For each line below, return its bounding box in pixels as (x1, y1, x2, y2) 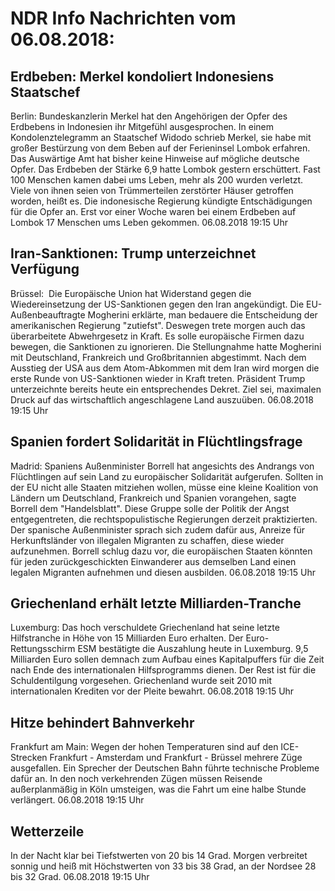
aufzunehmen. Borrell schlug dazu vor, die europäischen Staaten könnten (10, 545, 313, 557)
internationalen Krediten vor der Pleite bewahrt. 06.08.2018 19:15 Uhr (10, 685, 295, 697)
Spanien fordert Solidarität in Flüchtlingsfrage (10, 433, 303, 451)
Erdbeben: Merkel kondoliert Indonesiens (10, 68, 275, 85)
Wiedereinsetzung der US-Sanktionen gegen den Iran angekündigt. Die (10, 298, 305, 310)
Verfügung (10, 261, 80, 278)
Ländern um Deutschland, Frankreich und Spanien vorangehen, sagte (10, 492, 297, 504)
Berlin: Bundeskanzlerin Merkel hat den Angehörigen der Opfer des (10, 110, 288, 122)
